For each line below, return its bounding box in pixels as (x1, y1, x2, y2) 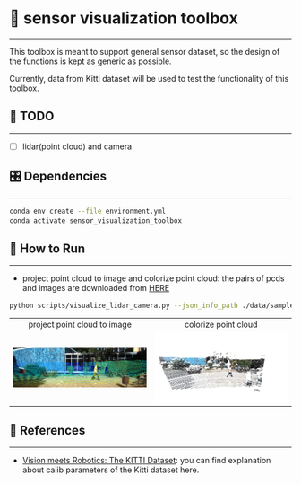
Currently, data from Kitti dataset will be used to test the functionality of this (9, 73, 289, 84)
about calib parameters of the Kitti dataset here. (21, 464, 200, 475)
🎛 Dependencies (9, 169, 107, 184)
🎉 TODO (9, 109, 55, 124)
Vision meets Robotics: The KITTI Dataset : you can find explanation (21, 455, 271, 466)
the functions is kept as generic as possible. (9, 56, 172, 66)
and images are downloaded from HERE (21, 283, 170, 294)
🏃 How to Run (9, 241, 86, 256)
